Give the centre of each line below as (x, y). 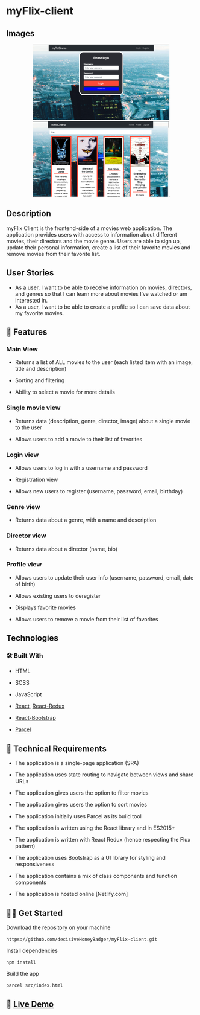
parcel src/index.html (35, 985)
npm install (21, 962)
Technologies (33, 638)
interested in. (31, 300)
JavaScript (28, 694)
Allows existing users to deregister (58, 595)
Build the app (23, 974)
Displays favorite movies (45, 607)
